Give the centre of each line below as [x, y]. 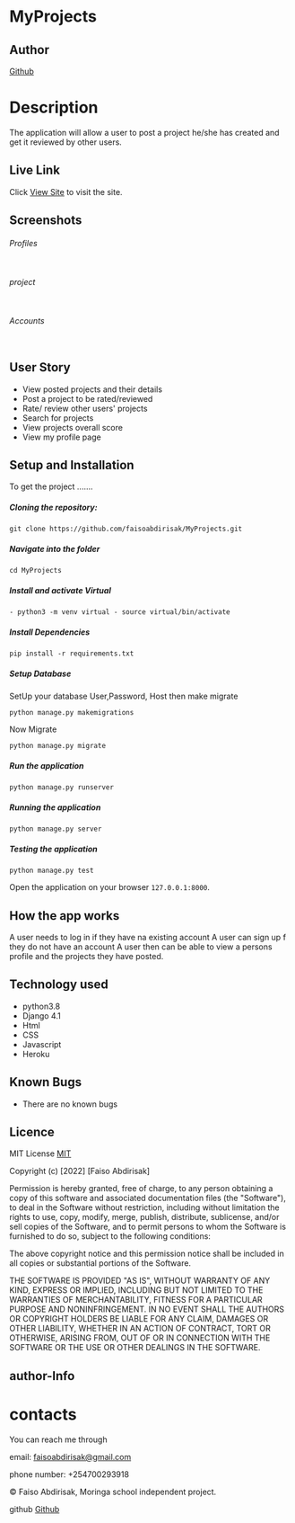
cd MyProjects [36, 571]
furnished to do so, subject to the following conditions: [110, 1236]
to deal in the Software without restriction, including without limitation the [144, 1207]
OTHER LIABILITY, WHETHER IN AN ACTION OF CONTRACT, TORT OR [140, 1329]
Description [54, 107]
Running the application [55, 807]
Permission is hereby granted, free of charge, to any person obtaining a [141, 1189]
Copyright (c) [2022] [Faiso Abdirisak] [80, 1171]
